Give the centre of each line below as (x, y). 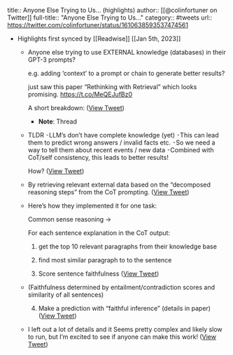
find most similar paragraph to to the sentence (105, 260)
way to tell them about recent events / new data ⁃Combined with (121, 150)
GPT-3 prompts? (51, 60)
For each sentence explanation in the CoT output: (99, 233)
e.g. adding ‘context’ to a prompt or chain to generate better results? (126, 73)
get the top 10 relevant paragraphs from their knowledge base (127, 246)
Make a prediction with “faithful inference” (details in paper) (125, 308)
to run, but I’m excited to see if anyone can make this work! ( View (122, 337)
